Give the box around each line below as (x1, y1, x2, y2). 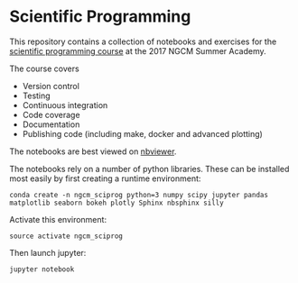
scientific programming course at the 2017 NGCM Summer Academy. (9, 45, 266, 56)
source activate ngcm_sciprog (9, 232, 124, 241)
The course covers (9, 63, 79, 74)
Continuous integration (22, 99, 108, 110)
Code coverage (22, 109, 80, 120)
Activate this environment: (9, 214, 107, 224)
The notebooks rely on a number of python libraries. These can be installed (9, 163, 290, 174)
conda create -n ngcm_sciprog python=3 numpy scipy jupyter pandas (9, 190, 269, 199)
